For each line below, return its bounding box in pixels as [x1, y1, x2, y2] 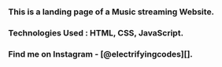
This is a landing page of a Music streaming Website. [8, 6, 215, 17]
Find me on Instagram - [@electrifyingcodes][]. [8, 48, 193, 59]
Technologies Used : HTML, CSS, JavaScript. [8, 27, 183, 38]
